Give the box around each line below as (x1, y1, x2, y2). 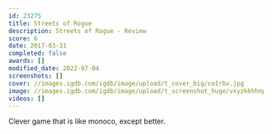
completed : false (8, 49, 67, 57)
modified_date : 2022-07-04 (8, 65, 100, 73)
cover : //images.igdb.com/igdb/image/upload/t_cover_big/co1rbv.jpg (8, 79, 244, 87)
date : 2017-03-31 (8, 42, 67, 50)
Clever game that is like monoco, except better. (8, 116, 166, 126)
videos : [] (8, 94, 45, 103)
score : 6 (8, 34, 38, 43)
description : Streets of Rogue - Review (8, 27, 147, 35)
